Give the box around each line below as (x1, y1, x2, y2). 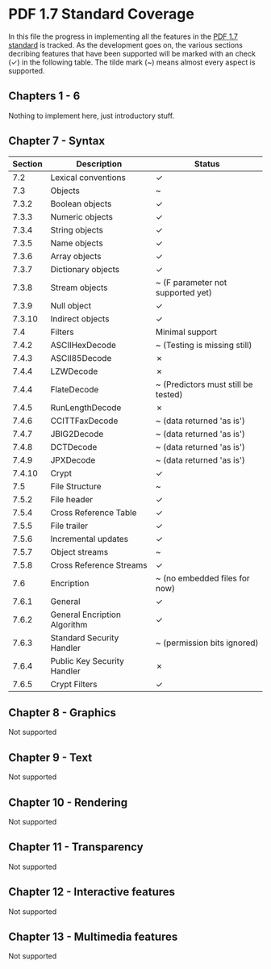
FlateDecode (50, 384, 99, 395)
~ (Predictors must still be (156, 379, 253, 390)
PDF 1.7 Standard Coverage (8, 5, 195, 23)
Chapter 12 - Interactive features (8, 885, 176, 899)
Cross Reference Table (50, 506, 137, 518)
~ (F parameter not (156, 276, 227, 287)
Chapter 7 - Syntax (8, 134, 106, 148)
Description (76, 158, 123, 170)
